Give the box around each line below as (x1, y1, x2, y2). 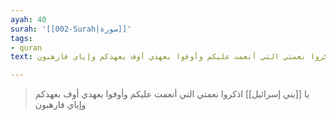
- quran (10, 42, 43, 53)
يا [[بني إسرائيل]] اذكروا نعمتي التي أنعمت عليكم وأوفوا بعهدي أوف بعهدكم (34, 88, 310, 100)
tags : (10, 33, 33, 43)
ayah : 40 (10, 14, 47, 25)
